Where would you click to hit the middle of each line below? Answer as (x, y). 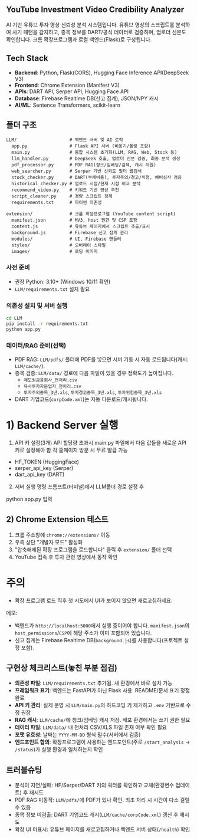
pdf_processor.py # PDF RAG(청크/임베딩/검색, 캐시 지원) (84, 165)
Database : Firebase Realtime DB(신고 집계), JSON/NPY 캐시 (87, 98)
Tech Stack (27, 58)
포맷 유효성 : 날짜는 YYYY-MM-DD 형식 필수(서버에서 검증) (78, 735)
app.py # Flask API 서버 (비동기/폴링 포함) (81, 146)
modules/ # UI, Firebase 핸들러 (67, 239)
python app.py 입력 (29, 499)
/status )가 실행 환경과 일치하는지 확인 (59, 750)
